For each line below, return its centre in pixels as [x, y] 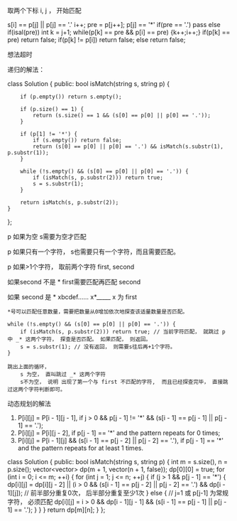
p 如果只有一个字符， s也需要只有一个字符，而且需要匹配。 [93, 252]
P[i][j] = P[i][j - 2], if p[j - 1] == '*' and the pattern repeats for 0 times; [119, 433]
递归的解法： [26, 69]
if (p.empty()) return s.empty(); [71, 97]
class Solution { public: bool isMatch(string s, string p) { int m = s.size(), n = [118, 462]
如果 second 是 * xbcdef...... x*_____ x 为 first [72, 297]
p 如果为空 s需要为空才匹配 [47, 236]
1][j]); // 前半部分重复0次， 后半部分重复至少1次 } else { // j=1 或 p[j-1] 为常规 [118, 493]
